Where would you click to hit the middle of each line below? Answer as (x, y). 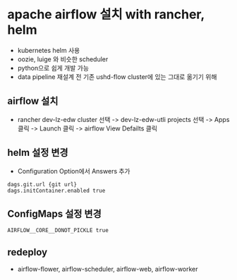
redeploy (28, 252)
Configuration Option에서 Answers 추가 (74, 171)
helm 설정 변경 (38, 153)
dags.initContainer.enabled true (56, 190)
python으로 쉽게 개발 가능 (53, 68)
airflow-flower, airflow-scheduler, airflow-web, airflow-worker (108, 269)
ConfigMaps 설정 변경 (54, 213)
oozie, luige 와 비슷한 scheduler (63, 59)
